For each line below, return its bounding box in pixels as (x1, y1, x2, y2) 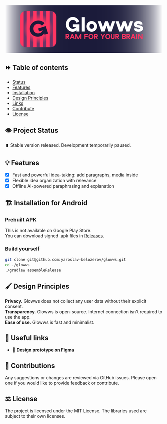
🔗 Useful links (5, 334, 49, 342)
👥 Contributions (5, 361, 55, 370)
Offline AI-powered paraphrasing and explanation (12, 183, 115, 189)
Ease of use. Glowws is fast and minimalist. (5, 319, 95, 325)
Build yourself (5, 245, 40, 252)
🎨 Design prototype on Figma (12, 347, 74, 353)
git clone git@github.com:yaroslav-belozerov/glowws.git (5, 257, 126, 262)
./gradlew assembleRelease (5, 268, 61, 273)
